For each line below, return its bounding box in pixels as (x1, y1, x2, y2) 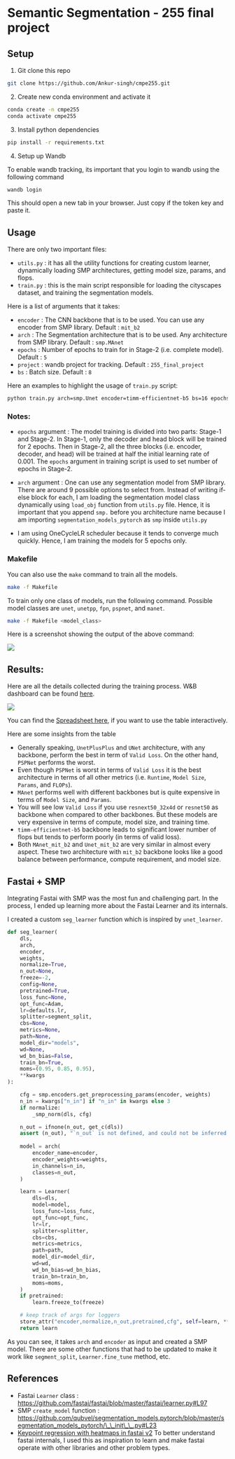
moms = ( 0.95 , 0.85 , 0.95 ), (20, 1066, 96, 1073)
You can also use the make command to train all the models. (7, 570, 178, 578)
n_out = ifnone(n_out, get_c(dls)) (20, 1123, 124, 1130)
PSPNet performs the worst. (17, 759, 96, 767)
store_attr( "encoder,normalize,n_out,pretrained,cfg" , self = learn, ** (20, 1318, 230, 1326)
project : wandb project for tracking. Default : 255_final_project (17, 360, 204, 369)
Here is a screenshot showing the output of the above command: (7, 630, 194, 639)
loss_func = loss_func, (32, 1208, 96, 1215)
